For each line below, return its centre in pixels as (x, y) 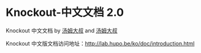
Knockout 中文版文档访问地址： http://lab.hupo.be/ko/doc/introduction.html (100, 43)
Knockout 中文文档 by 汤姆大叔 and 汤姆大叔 (62, 30)
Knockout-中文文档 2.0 (65, 12)
